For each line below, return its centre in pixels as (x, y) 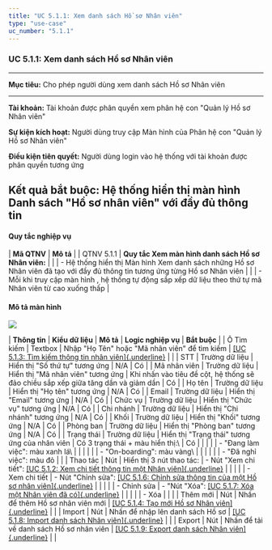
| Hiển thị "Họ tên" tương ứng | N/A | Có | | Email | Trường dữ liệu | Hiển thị (132, 391)
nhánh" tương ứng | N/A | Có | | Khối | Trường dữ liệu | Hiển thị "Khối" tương (134, 417)
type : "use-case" (38, 23)
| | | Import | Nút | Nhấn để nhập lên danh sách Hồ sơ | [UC (148, 512)
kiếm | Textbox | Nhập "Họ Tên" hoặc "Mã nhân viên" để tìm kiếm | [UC (127, 349)
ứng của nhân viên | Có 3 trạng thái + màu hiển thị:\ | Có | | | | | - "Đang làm (134, 443)
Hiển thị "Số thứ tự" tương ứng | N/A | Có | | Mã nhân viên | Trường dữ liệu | (134, 366)
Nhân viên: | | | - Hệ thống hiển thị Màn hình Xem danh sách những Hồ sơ (132, 263)
